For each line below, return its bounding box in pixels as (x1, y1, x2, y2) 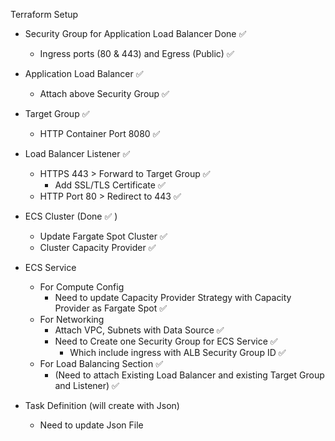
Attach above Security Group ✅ (39, 88, 170, 99)
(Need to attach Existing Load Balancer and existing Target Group (54, 369, 325, 381)
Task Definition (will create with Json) (24, 400, 180, 411)
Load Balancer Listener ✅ (24, 148, 131, 159)
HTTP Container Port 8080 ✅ (39, 128, 161, 139)
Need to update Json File (39, 419, 144, 431)
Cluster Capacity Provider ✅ (39, 242, 157, 253)
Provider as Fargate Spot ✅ (54, 302, 168, 314)
